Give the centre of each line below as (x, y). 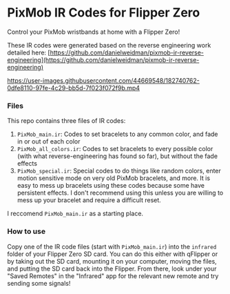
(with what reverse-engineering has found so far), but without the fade (117, 156)
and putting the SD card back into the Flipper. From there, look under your (112, 268)
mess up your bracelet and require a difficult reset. (89, 200)
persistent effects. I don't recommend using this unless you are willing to (120, 193)
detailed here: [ (29, 52)
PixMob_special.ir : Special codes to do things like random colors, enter (119, 171)
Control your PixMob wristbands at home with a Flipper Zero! (94, 32)
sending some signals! (39, 283)
